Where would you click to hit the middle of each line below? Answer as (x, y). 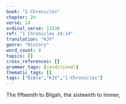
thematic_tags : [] (29, 73)
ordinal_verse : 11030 (33, 28)
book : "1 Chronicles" (33, 12)
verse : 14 (19, 23)
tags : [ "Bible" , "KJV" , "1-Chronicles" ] (54, 78)
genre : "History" (28, 45)
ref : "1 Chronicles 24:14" (40, 34)
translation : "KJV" (30, 39)
